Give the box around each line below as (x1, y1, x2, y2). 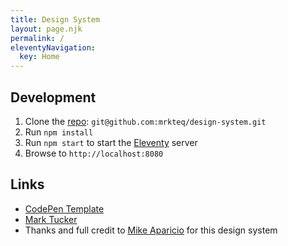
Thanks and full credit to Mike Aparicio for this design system (24, 224, 278, 236)
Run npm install (24, 126, 94, 138)
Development (10, 89, 97, 106)
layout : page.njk (10, 24, 83, 34)
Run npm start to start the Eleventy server (24, 136, 198, 148)
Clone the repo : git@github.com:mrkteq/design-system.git (24, 115, 267, 127)
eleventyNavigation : (10, 42, 97, 53)
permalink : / (10, 33, 65, 43)
